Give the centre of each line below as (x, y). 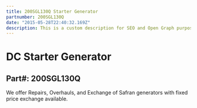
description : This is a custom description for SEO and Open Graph (90, 28)
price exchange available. (37, 99)
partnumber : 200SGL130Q (35, 17)
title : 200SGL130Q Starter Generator (52, 11)
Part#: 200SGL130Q (43, 78)
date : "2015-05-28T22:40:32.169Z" (48, 22)
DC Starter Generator (59, 57)
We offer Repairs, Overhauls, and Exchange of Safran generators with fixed (97, 93)
